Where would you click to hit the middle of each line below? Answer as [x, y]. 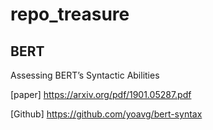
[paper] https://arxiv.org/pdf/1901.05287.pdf [101, 94]
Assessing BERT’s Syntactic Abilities [85, 75]
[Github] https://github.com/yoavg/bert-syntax [106, 114]
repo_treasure [70, 14]
